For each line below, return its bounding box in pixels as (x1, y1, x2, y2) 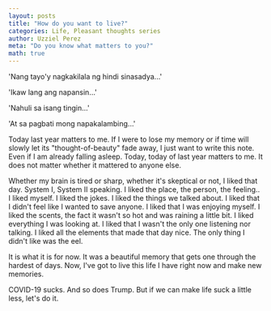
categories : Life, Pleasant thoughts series (8, 27, 161, 35)
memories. (8, 269, 44, 279)
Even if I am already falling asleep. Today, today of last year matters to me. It (8, 151, 263, 161)
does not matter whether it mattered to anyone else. (8, 160, 182, 170)
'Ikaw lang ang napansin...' (8, 87, 97, 97)
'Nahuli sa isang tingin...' (8, 103, 91, 113)
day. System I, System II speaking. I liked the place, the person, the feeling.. (8, 185, 260, 194)
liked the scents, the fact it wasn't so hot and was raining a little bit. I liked (8, 211, 254, 219)
